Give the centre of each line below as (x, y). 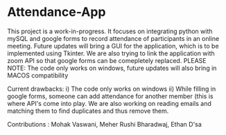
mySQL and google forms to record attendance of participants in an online (113, 38)
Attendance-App (56, 12)
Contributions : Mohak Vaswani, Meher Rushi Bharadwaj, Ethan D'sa (105, 124)
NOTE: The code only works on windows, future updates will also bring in (112, 68)
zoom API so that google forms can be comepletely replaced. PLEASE (107, 60)
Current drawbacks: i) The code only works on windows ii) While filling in (112, 89)
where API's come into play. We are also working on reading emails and (109, 103)
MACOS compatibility (38, 75)
